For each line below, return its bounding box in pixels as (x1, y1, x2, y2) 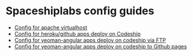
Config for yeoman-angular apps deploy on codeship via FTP (14, 36, 167, 43)
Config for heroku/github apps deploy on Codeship (14, 30, 141, 37)
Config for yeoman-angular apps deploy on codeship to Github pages (14, 43, 187, 50)
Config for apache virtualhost (14, 24, 88, 31)
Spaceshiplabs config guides (5, 4, 155, 18)
